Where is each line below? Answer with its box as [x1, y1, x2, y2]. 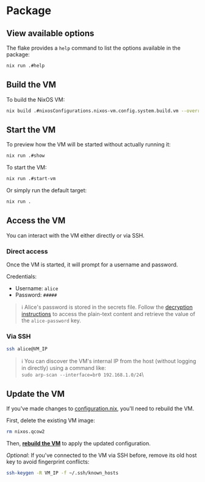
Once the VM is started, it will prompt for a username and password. [6, 261, 178, 268]
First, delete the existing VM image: [6, 417, 96, 424]
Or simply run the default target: [6, 187, 87, 194]
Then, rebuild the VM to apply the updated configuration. [6, 439, 151, 447]
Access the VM [6, 216, 66, 226]
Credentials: [6, 273, 37, 281]
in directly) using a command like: [21, 364, 107, 372]
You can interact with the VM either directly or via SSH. [6, 232, 145, 239]
